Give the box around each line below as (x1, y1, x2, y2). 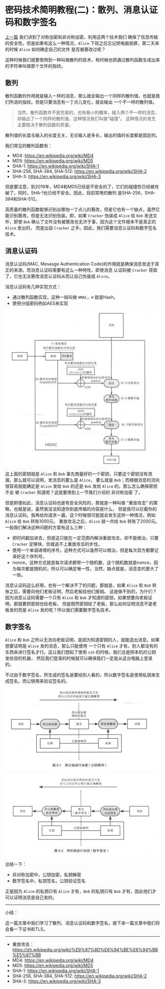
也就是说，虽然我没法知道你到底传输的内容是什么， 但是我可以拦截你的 (13, 506, 157, 512)
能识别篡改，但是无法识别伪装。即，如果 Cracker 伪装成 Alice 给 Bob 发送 (5, 212, 153, 218)
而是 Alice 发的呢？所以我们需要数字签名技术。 (18, 607, 113, 613)
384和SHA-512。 (5, 196, 40, 202)
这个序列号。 (21, 553, 47, 559)
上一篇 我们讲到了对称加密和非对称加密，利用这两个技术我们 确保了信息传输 (5, 34, 158, 40)
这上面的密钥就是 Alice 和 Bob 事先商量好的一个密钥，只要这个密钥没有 (5, 471, 148, 477)
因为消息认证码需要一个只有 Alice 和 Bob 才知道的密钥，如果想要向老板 (5, 594, 148, 600)
